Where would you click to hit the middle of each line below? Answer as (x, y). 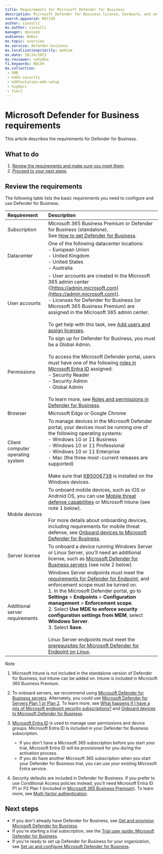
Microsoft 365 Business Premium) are (91, 306)
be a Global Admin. (70, 345)
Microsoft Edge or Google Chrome (87, 413)
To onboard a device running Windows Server (100, 546)
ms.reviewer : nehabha (27, 59)
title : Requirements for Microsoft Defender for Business (65, 9)
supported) (61, 464)
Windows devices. (69, 482)
